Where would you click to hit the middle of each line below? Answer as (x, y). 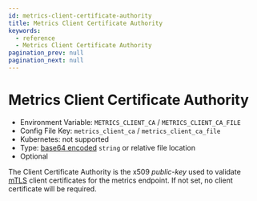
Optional (34, 156)
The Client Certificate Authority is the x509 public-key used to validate (125, 171)
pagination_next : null (46, 61)
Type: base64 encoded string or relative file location (108, 147)
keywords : (25, 30)
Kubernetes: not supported (64, 139)
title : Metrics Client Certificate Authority (85, 23)
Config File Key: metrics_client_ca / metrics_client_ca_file (120, 131)
